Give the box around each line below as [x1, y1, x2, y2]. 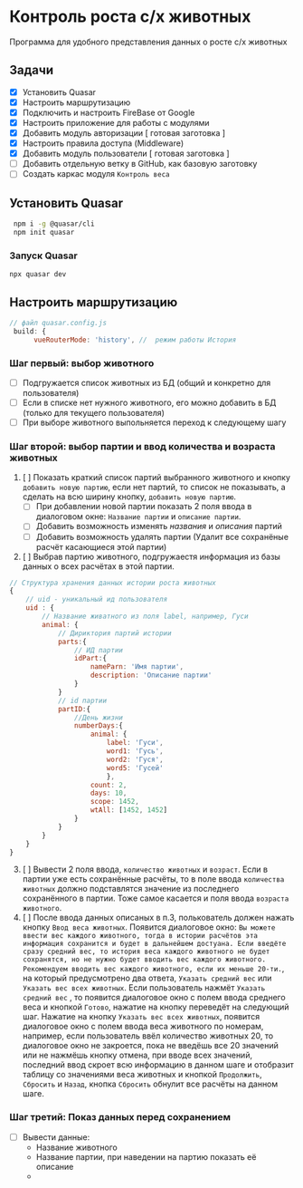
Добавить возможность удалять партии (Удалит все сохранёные [35, 531, 289, 542]
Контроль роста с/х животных [9, 6, 251, 27]
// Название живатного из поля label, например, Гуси [42, 612, 249, 622]
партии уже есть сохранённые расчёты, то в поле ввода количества [22, 874, 285, 884]
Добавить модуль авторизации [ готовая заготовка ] [22, 128, 226, 138]
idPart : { [73, 654, 107, 663]
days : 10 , [90, 788, 128, 798]
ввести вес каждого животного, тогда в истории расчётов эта [22, 932, 259, 941]
